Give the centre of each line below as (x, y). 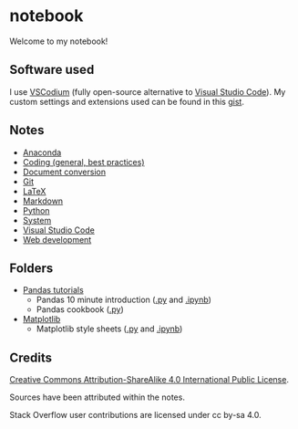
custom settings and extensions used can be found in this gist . (127, 101)
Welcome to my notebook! (59, 41)
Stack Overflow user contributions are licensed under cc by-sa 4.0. (135, 415)
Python (36, 210)
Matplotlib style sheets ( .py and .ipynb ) (109, 329)
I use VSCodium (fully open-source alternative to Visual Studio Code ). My (148, 91)
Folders (31, 268)
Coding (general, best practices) (83, 162)
